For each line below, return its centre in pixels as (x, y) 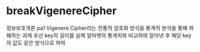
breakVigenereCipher (62, 11)
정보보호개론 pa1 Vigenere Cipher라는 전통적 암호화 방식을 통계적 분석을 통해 (97, 28)
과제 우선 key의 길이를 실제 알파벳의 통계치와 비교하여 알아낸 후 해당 (102, 35)
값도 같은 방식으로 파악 (39, 43)
